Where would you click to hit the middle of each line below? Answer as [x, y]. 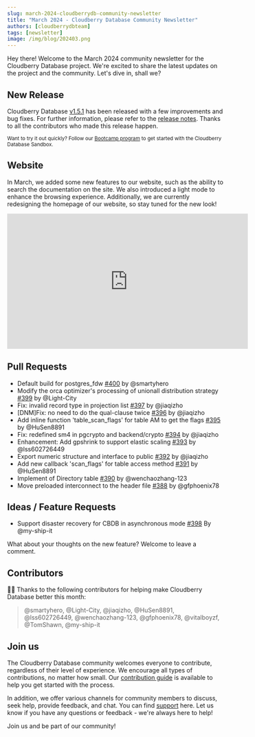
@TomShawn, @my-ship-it [62, 625]
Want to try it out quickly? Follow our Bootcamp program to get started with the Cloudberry [114, 138]
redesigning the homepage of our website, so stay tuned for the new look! [112, 204]
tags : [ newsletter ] [35, 33]
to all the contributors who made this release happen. [83, 126]
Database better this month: [47, 597]
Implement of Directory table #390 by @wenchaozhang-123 [102, 478]
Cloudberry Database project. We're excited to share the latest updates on [112, 66]
